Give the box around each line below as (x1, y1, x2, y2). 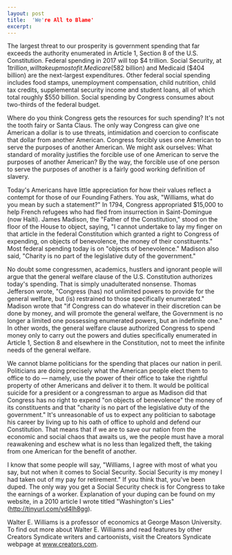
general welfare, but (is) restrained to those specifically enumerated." (7, 295, 205, 303)
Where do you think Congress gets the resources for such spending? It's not (7, 114, 225, 122)
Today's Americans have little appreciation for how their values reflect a (7, 186, 212, 194)
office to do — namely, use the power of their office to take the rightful (7, 374, 208, 382)
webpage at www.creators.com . (7, 540, 99, 549)
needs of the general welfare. (7, 346, 91, 354)
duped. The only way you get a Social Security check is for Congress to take (7, 483, 225, 491)
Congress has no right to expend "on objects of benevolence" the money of (7, 396, 223, 405)
